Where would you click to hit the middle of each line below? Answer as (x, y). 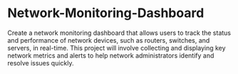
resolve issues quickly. (41, 63)
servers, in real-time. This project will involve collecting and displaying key (117, 48)
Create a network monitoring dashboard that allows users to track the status (119, 33)
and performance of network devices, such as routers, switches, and (109, 40)
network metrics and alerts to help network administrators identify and (111, 55)
